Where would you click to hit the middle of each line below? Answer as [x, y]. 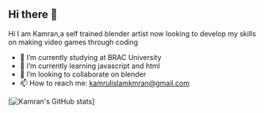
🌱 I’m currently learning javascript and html [90, 66]
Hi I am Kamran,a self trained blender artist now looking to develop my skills [132, 33]
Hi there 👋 [33, 15]
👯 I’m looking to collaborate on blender [83, 74]
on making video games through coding [73, 42]
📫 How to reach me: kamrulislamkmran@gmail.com [105, 83]
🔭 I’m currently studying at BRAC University [90, 57]
